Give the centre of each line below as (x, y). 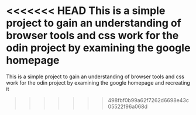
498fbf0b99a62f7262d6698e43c (148, 100)
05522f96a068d (128, 106)
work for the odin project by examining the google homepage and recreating (98, 82)
